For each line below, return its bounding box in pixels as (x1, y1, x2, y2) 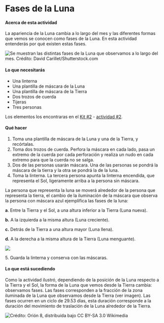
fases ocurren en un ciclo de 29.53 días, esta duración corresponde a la (5, 298, 152, 303)
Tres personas (12, 104, 42, 110)
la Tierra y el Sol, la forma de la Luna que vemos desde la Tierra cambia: (5, 282, 152, 288)
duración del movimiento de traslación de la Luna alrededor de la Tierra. (5, 303, 152, 309)
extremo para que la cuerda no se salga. (12, 157, 95, 162)
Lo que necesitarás (5, 67, 45, 73)
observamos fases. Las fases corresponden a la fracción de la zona (5, 288, 143, 293)
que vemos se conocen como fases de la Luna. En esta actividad (5, 35, 137, 42)
